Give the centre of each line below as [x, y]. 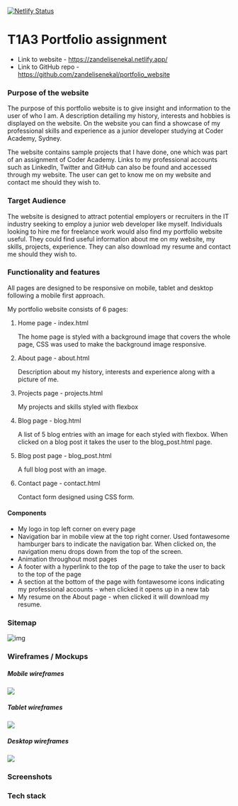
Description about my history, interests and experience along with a [116, 371]
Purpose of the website [48, 92]
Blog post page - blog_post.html [64, 455]
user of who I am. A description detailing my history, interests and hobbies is [119, 116]
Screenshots [30, 777]
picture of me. [38, 379]
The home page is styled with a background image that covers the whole [124, 337]
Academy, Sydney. [35, 138]
